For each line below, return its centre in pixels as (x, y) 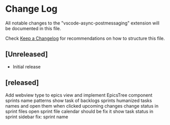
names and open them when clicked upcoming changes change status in (82, 106)
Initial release (26, 66)
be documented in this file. (33, 28)
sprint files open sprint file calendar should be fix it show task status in (79, 111)
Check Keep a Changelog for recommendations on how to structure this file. (85, 38)
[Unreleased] (27, 54)
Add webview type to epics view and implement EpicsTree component (79, 95)
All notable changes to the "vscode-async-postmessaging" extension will (82, 23)
